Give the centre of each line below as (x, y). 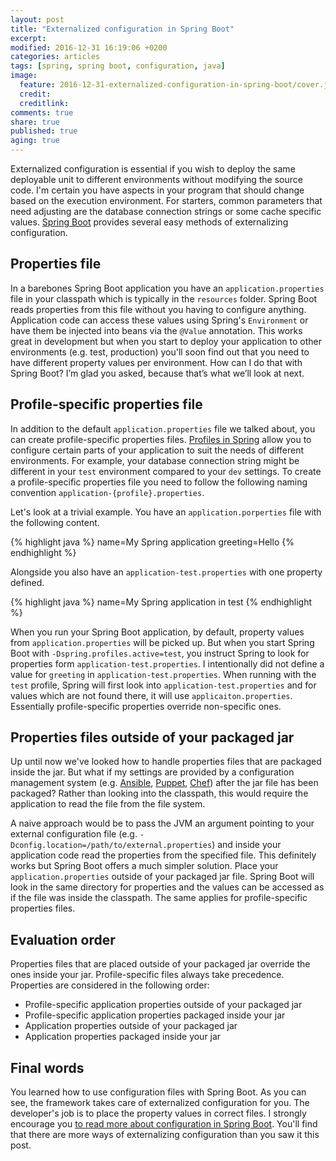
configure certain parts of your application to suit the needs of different (157, 450)
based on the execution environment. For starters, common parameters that (166, 200)
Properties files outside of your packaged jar (152, 737)
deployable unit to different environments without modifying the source (156, 179)
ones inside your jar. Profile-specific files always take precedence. (147, 975)
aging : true (35, 141)
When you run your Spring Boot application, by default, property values (157, 632)
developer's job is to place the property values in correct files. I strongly (158, 1113)
